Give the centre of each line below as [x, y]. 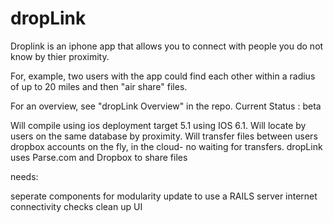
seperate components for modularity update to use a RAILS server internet [164, 196]
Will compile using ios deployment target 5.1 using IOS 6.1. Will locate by [158, 125]
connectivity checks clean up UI [76, 206]
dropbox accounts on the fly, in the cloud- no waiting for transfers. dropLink [166, 146]
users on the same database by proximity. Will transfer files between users [164, 136]
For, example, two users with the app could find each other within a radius [163, 76]
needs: [24, 176]
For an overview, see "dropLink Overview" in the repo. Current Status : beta [166, 106]
